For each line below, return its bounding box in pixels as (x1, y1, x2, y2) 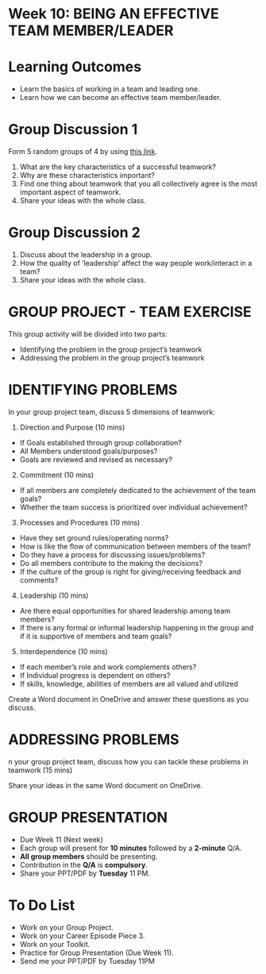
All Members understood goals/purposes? (19, 446, 158, 456)
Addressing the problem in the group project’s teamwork (19, 352, 205, 362)
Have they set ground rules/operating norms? (19, 533, 169, 542)
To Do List (8, 896, 75, 914)
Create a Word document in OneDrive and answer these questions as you (8, 694, 249, 703)
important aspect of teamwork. (19, 187, 121, 197)
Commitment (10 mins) (19, 470, 94, 479)
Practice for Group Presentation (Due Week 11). (19, 948, 175, 957)
